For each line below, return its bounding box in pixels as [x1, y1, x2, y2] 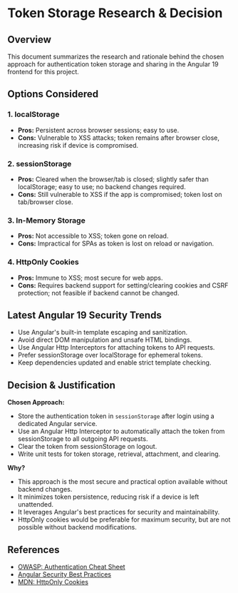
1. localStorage [7, 109, 60, 119]
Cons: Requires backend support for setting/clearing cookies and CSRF [17, 280, 229, 290]
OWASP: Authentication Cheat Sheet [17, 562, 126, 572]
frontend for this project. [7, 68, 80, 76]
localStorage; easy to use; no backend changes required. [17, 182, 187, 191]
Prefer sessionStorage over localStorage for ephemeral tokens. [17, 351, 203, 360]
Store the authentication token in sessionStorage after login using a [17, 412, 215, 420]
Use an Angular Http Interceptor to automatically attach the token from [17, 427, 225, 436]
